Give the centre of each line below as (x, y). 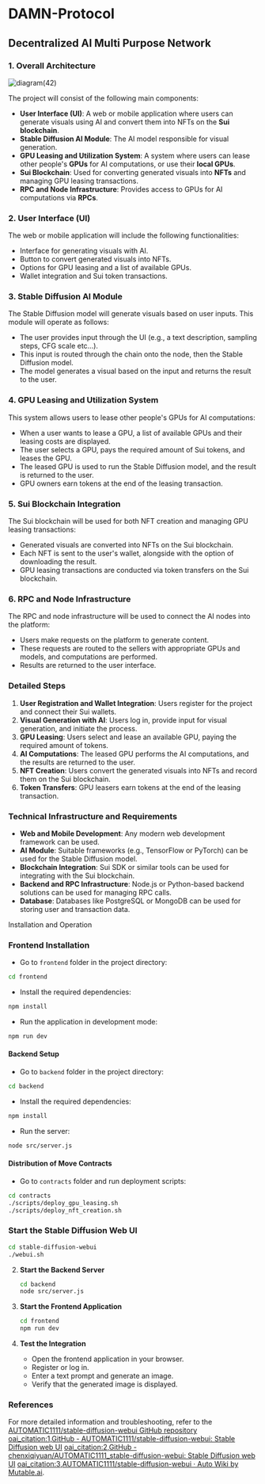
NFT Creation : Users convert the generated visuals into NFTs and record (138, 770)
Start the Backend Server (62, 1269)
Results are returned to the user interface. (88, 666)
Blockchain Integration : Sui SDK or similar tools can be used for (124, 867)
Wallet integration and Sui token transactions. (93, 276)
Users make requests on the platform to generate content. (114, 640)
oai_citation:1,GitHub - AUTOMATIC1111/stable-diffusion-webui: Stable (122, 1439)
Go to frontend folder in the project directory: (93, 963)
